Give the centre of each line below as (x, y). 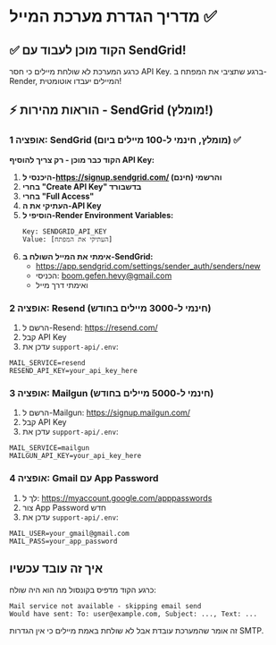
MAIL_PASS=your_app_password (63, 541)
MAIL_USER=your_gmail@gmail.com (69, 533)
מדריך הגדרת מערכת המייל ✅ (113, 17)
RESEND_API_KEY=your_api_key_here (74, 370)
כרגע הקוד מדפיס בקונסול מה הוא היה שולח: (83, 590)
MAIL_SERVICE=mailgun (50, 448)
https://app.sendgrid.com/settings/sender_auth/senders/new (148, 266)
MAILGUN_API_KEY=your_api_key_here (75, 456)
